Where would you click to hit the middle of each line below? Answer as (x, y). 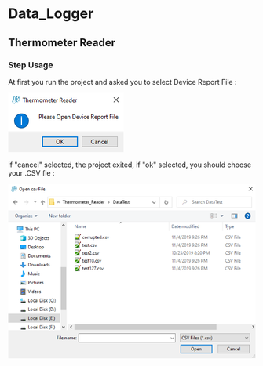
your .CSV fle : (31, 172)
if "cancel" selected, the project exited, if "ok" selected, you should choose (130, 165)
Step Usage (31, 65)
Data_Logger (51, 14)
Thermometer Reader (62, 43)
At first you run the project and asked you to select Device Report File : (122, 82)
